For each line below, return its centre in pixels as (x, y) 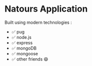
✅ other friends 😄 (30, 59)
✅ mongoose (25, 53)
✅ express (22, 43)
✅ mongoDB (24, 48)
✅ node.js (21, 37)
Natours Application (46, 9)
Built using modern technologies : (38, 22)
